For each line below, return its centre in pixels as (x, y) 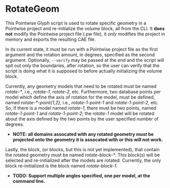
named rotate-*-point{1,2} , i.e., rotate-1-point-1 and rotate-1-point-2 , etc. (82, 102)
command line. (29, 181)
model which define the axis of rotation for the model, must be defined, (80, 97)
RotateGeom (32, 9)
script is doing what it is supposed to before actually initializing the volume (84, 71)
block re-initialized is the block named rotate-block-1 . (62, 166)
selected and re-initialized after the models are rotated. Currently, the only (83, 160)
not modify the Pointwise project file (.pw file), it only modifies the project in (85, 34)
